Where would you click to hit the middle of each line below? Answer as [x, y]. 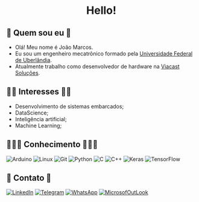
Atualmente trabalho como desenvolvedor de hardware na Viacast [97, 66]
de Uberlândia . [33, 60]
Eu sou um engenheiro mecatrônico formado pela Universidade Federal [104, 54]
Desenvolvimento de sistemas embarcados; [69, 106]
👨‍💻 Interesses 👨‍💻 [39, 92]
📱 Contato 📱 [29, 178]
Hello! [101, 11]
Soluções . [27, 73]
